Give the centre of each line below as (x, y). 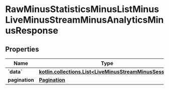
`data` (15, 72)
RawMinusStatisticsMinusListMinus (82, 9)
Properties (22, 49)
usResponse (32, 31)
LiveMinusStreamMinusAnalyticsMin (84, 20)
